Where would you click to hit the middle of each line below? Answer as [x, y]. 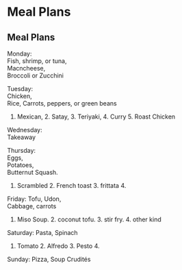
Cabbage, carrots [32, 206]
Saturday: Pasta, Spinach [42, 233]
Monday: [19, 53]
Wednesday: [25, 130]
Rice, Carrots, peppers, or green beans [62, 103]
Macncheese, [26, 68]
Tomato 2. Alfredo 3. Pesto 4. [58, 246]
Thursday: [22, 150]
